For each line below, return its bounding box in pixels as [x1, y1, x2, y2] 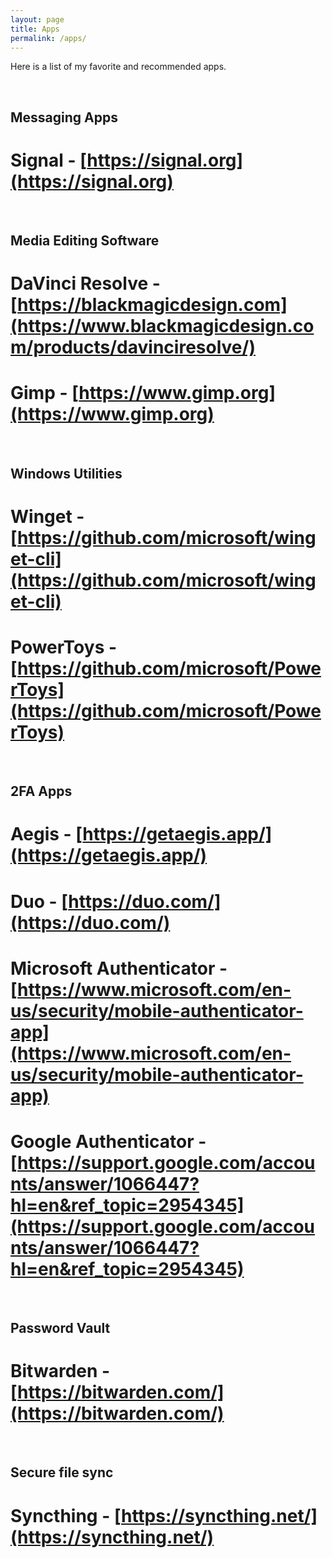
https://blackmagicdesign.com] [17, 294, 288, 316]
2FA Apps [10, 783, 73, 800]
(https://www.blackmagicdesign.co [10, 315, 315, 338]
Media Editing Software [10, 232, 160, 250]
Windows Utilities [10, 465, 123, 482]
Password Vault [10, 1320, 111, 1337]
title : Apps [10, 24, 60, 34]
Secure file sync [10, 1464, 114, 1481]
